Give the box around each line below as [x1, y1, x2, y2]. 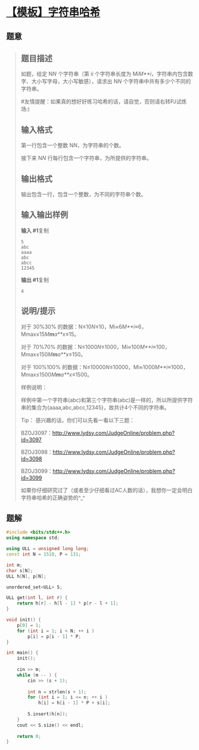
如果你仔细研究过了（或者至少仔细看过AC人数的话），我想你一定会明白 [20, 486, 193, 494]
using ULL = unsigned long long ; [6, 546, 89, 552]
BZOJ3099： [20, 467, 53, 475]
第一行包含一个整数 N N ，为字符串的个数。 [20, 142, 125, 149]
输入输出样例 [20, 210, 69, 220]
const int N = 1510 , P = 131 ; [6, 551, 82, 557]
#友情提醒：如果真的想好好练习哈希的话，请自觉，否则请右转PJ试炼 [20, 98, 187, 105]
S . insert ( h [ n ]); [27, 711, 68, 717]
